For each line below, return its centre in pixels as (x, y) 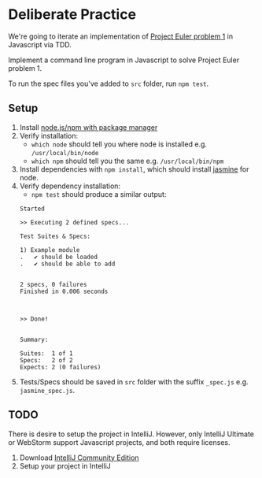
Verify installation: (49, 135)
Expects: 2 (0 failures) (60, 367)
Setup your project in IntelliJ (65, 465)
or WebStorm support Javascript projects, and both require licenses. (119, 442)
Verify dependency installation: (70, 186)
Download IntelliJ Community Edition (79, 458)
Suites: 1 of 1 (46, 353)
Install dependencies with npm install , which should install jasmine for (134, 169)
